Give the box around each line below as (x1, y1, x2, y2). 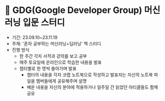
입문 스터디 (22, 17, 65, 28)
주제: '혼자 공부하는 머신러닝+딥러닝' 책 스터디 (11, 40, 101, 46)
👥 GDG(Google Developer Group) (4, 4, 143, 16)
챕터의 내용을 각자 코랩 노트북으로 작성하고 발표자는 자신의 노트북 (26, 72, 153, 78)
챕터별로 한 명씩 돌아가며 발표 (19, 65, 77, 71)
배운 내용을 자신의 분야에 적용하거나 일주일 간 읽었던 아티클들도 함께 (26, 84, 159, 90)
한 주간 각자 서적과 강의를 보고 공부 (19, 53, 87, 59)
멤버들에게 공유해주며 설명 (36, 78, 87, 84)
